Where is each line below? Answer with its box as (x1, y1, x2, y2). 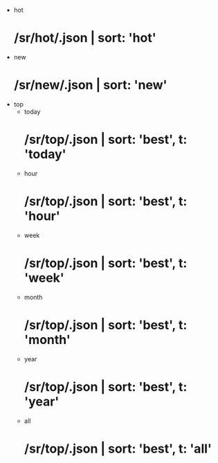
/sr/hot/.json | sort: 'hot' (13, 30, 157, 46)
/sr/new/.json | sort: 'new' (13, 78, 167, 93)
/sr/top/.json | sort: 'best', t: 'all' (24, 441, 212, 456)
